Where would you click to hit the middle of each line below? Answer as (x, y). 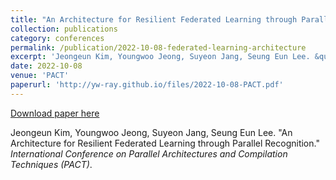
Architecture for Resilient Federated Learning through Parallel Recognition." (165, 143)
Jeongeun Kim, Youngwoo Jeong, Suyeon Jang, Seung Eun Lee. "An (151, 132)
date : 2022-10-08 (46, 66)
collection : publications (64, 29)
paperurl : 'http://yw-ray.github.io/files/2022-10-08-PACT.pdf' (147, 85)
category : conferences (57, 38)
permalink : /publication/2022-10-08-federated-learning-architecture (158, 47)
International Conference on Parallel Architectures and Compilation (149, 153)
